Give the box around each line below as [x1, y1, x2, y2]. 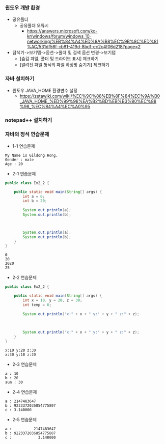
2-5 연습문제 [12, 416, 37, 422]
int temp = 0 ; [23, 302, 52, 307]
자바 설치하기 [5, 75, 34, 82]
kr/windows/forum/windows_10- [27, 33, 92, 39]
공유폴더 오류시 [19, 23, 49, 28]
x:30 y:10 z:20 [5, 352, 36, 357]
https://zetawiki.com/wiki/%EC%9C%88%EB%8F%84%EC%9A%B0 [19, 93, 160, 99]
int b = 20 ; [23, 198, 48, 203]
